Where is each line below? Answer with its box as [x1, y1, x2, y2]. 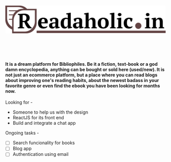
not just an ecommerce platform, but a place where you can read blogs [5, 72, 158, 78]
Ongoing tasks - [5, 130, 39, 136]
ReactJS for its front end [12, 115, 65, 121]
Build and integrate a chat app [12, 120, 76, 126]
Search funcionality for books [12, 140, 75, 146]
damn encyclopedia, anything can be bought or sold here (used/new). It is [5, 66, 165, 72]
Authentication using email [12, 151, 69, 157]
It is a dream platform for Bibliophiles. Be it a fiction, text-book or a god [5, 61, 158, 67]
